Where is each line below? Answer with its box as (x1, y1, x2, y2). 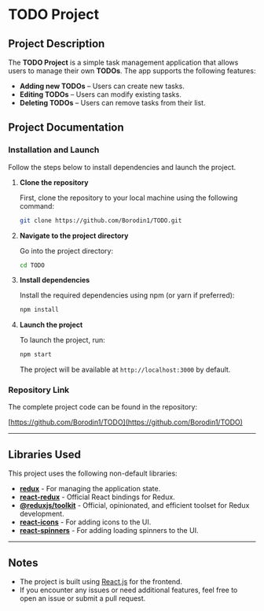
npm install (19, 305, 59, 314)
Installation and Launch (8, 144, 100, 155)
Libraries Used (8, 447, 81, 461)
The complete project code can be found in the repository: (8, 402, 198, 412)
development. (19, 509, 64, 519)
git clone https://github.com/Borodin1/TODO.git (19, 217, 182, 224)
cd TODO (19, 261, 45, 269)
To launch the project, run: (19, 335, 106, 345)
